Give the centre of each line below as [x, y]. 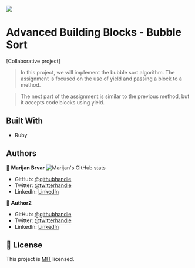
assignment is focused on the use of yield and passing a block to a [101, 79]
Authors [21, 153]
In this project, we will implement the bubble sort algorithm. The [97, 72]
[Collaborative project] [33, 61]
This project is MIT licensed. [40, 259]
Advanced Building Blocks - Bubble [94, 33]
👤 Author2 [19, 203]
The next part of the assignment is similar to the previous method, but [105, 96]
